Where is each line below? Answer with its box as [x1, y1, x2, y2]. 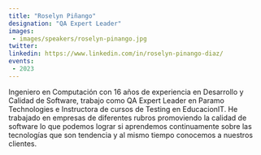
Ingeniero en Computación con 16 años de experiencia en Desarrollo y [8, 87, 244, 97]
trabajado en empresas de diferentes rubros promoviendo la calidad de [8, 113, 247, 123]
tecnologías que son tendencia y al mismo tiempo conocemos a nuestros [8, 130, 254, 140]
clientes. [8, 139, 37, 149]
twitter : [8, 42, 38, 50]
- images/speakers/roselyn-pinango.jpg [11, 34, 148, 43]
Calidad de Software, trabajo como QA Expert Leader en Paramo [8, 95, 225, 105]
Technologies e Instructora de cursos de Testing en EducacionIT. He [8, 104, 238, 114]
